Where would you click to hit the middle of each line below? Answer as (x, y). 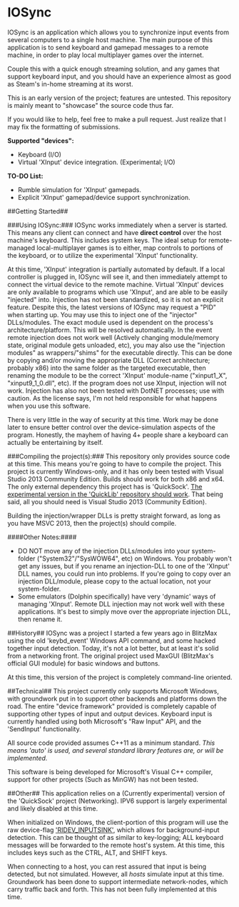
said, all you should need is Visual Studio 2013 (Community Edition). (107, 501)
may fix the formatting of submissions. (64, 126)
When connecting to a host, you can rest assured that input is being (107, 866)
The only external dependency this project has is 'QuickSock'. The (105, 486)
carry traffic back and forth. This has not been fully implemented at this (112, 889)
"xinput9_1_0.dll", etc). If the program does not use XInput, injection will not (117, 383)
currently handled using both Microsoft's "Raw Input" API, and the (105, 721)
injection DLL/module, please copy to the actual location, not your (115, 581)
